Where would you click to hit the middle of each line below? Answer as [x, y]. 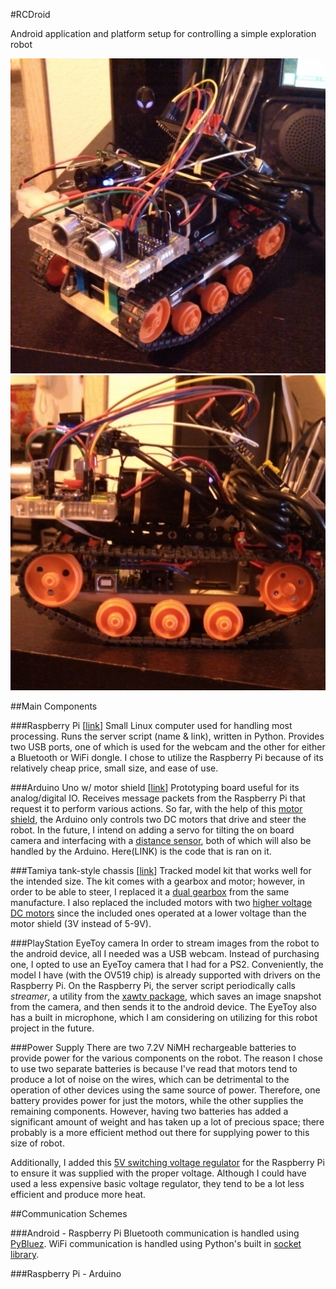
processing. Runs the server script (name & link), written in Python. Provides [167, 736]
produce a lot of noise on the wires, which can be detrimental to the [150, 1079]
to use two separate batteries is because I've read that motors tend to [154, 1068]
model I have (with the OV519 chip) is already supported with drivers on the [165, 975]
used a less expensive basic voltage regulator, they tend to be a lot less [157, 1183]
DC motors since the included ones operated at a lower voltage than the [158, 913]
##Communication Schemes [69, 1213]
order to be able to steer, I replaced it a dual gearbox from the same [150, 892]
